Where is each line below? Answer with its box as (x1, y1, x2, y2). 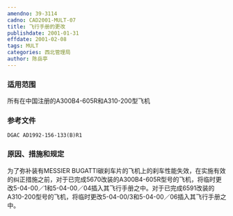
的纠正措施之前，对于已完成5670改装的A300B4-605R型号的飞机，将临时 (7, 175, 216, 183)
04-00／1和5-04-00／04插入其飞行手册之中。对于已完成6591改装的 (19, 183, 215, 192)
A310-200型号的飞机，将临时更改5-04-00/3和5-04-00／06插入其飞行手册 (7, 192, 220, 201)
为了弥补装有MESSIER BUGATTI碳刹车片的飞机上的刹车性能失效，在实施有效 (7, 166, 226, 174)
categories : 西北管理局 (7, 49, 71, 56)
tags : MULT (7, 42, 39, 49)
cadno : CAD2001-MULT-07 (7, 17, 77, 24)
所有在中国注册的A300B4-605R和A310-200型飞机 (7, 97, 151, 105)
